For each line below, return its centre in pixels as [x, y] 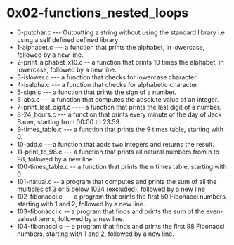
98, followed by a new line [54, 159]
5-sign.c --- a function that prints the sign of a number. [96, 92]
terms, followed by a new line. [81, 218]
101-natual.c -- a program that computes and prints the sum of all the [117, 181]
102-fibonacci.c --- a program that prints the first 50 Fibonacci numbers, [122, 196]
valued [26, 218]
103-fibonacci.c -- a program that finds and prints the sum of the [111, 211]
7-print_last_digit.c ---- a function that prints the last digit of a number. [119, 107]
